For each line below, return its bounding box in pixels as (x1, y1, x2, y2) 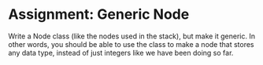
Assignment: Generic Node (8, 5, 190, 23)
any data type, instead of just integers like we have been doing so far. (8, 48, 234, 57)
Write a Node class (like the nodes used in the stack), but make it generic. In (8, 31, 256, 41)
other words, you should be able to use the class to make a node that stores (8, 39, 254, 49)
